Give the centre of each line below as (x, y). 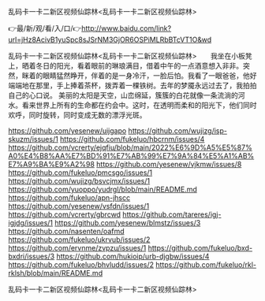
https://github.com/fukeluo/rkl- (206, 265)
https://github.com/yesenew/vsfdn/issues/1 (79, 206)
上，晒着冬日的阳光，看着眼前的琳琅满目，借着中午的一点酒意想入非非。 (125, 66)
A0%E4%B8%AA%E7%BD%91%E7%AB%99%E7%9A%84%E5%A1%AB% (131, 156)
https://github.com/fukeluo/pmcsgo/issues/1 (80, 173)
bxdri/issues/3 (32, 256)
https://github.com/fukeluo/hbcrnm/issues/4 (132, 139)
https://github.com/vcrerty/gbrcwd (64, 214)
